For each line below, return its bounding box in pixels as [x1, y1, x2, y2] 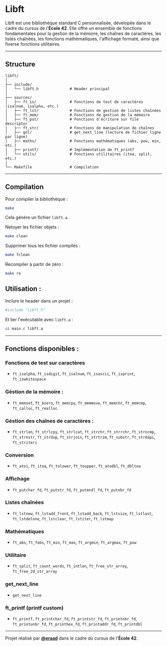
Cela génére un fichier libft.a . [5, 215, 69, 221]
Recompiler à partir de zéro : [5, 261, 64, 267]
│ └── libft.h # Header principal [5, 86, 110, 91]
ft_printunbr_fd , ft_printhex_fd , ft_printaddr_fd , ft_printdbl [12, 621, 143, 627]
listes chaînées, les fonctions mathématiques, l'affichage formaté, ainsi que [5, 36, 160, 42]
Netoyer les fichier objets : [5, 224, 60, 230]
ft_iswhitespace [12, 377, 46, 382]
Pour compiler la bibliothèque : [5, 196, 68, 202]
